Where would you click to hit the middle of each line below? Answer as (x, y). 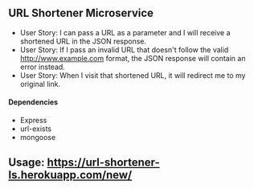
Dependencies (33, 102)
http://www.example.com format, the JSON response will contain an (133, 58)
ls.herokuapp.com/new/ (70, 175)
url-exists (36, 129)
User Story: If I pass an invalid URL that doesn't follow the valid (124, 49)
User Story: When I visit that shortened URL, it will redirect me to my (133, 75)
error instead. (43, 67)
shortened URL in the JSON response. (83, 41)
